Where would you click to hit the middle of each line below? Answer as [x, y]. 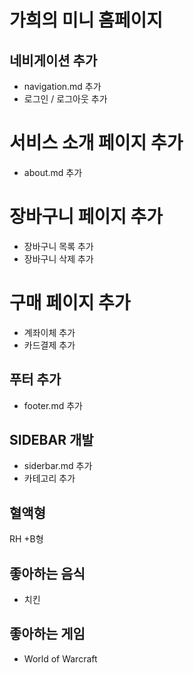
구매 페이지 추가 [70, 303]
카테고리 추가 [49, 478]
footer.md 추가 [53, 405]
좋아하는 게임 [47, 634]
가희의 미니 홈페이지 [86, 20]
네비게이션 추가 [53, 60]
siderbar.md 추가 [58, 466]
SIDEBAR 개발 [51, 440]
